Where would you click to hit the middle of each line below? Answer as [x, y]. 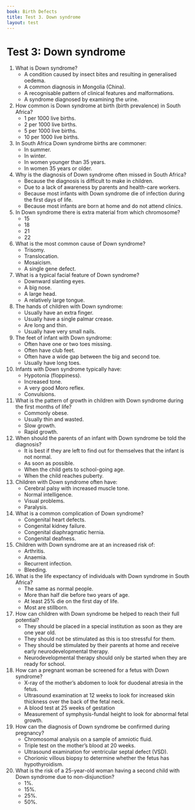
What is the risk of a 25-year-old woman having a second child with [97, 770]
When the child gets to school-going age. [74, 469]
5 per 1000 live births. [50, 131]
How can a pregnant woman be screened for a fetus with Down [92, 670]
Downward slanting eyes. [55, 282]
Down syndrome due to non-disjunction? [65, 777]
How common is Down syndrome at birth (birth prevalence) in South [98, 106]
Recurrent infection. [48, 564]
